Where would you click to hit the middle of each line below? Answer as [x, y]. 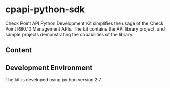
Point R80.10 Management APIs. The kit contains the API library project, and [85, 28]
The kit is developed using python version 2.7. [54, 80]
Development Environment [49, 67]
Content [19, 50]
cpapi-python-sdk [45, 9]
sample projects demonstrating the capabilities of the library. [69, 34]
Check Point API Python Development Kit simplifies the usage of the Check [84, 23]
